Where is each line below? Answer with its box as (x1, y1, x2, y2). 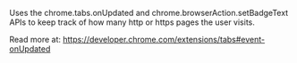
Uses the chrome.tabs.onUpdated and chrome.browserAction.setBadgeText (9, 8, 289, 18)
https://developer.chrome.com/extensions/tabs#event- (62, 35, 266, 44)
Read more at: (9, 35, 61, 44)
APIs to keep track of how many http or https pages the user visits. (9, 17, 255, 28)
